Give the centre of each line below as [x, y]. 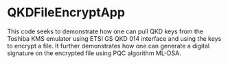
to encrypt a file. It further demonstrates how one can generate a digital [109, 46]
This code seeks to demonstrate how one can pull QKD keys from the [105, 31]
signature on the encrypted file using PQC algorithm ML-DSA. [94, 53]
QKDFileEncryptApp [66, 13]
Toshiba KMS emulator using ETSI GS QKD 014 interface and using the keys [114, 38]
